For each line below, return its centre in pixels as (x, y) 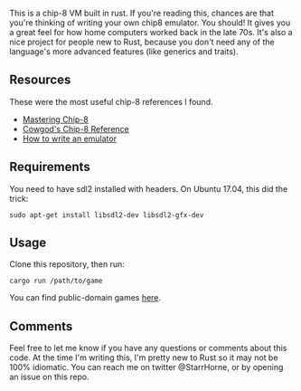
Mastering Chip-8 (55, 119)
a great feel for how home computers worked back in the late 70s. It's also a (151, 32)
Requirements (50, 167)
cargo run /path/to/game (56, 281)
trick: (19, 198)
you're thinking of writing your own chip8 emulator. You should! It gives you (150, 23)
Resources (40, 80)
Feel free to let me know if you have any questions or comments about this (148, 348)
